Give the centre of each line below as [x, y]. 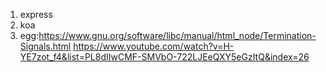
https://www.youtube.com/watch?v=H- [154, 46]
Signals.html [45, 46]
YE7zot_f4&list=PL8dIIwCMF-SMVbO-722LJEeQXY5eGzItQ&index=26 [164, 57]
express [36, 14]
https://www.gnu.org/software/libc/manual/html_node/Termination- [177, 35]
